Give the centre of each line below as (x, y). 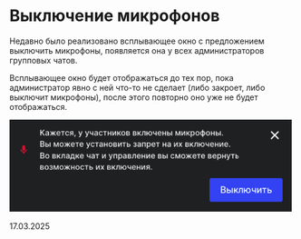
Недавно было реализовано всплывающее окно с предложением (137, 41)
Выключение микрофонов (115, 16)
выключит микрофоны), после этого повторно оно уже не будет (134, 97)
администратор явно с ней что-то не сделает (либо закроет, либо (137, 87)
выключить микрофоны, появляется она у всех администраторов (137, 50)
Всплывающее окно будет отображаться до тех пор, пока (121, 77)
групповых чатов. (44, 60)
